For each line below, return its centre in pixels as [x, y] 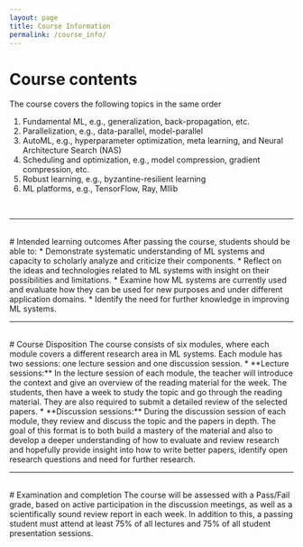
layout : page [34, 18]
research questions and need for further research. [102, 459]
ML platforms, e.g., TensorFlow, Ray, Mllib [100, 189]
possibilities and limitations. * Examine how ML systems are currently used [148, 280]
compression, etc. [56, 170]
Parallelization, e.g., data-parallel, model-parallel [113, 131]
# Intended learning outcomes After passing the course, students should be [150, 242]
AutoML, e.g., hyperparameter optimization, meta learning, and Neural [153, 141]
